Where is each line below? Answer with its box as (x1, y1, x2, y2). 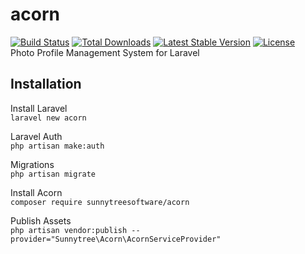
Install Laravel (10, 102, 68, 114)
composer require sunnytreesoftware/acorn (10, 197, 190, 207)
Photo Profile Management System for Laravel (10, 46, 200, 58)
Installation (10, 76, 82, 93)
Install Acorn (10, 186, 63, 198)
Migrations (10, 158, 55, 170)
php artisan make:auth (10, 141, 105, 151)
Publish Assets (10, 214, 72, 227)
